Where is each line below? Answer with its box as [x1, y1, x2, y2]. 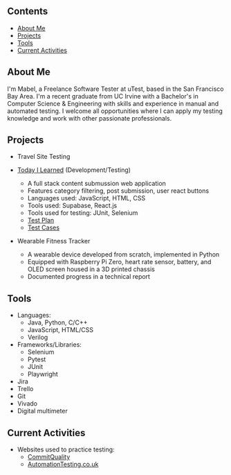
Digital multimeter [17, 407, 68, 415]
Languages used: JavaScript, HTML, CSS [27, 194, 146, 202]
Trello [17, 385, 34, 393]
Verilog [27, 333, 48, 342]
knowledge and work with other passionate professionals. [7, 114, 172, 122]
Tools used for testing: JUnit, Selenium [27, 209, 138, 217]
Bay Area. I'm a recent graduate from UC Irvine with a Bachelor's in [7, 92, 198, 100]
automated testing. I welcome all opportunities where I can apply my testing [7, 107, 223, 115]
